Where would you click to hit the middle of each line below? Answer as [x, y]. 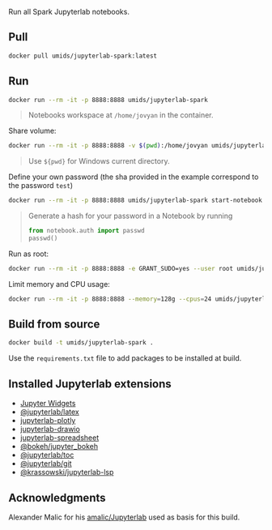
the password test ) [41, 186]
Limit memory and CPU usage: [59, 284]
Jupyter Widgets [48, 404]
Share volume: [32, 131]
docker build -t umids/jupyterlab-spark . [81, 343]
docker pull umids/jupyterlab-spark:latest [83, 56]
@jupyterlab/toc [47, 455]
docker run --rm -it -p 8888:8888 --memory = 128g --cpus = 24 [110, 299]
